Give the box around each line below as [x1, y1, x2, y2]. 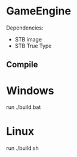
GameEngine [6, 4, 72, 18]
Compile [6, 60, 38, 70]
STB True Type [14, 42, 52, 49]
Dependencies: [6, 24, 44, 31]
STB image [14, 35, 42, 43]
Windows [6, 84, 54, 97]
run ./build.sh [6, 144, 39, 152]
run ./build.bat [6, 103, 41, 111]
